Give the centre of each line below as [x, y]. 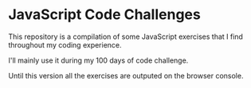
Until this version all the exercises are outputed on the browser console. [126, 75]
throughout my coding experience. [65, 44]
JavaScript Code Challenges [104, 15]
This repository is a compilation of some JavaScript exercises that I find [125, 36]
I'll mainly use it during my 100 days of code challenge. [98, 60]
